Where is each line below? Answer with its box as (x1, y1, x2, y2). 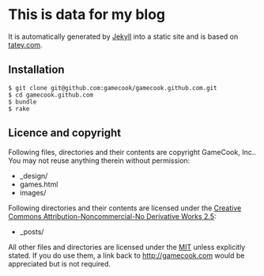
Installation (8, 63, 65, 77)
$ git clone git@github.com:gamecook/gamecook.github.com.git (8, 84, 217, 92)
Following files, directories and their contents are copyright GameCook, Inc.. (8, 147, 257, 157)
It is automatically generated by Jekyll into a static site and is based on (8, 32, 239, 41)
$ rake (8, 104, 30, 112)
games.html (19, 180, 58, 189)
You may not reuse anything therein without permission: (8, 156, 190, 165)
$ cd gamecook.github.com (8, 91, 93, 99)
